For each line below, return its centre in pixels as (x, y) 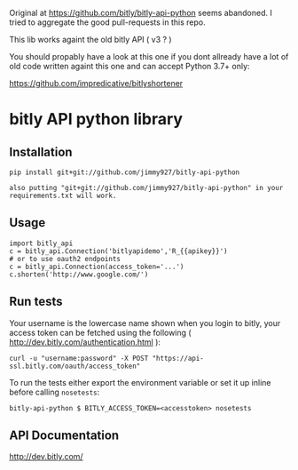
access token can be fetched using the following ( (101, 332)
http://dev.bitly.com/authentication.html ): (85, 342)
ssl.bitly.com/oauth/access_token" (75, 366)
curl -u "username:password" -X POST (79, 358)
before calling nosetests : (55, 392)
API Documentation (64, 436)
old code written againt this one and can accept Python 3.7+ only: (129, 66)
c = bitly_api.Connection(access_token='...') (97, 267)
